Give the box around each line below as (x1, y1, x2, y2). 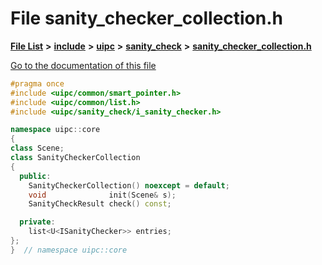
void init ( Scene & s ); (28, 190, 177, 200)
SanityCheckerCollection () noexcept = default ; (28, 180, 230, 191)
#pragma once (10, 78, 65, 89)
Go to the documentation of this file (10, 59, 157, 71)
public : (19, 171, 52, 181)
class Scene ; (10, 143, 65, 154)
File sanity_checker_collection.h (10, 7, 284, 30)
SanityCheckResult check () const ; (28, 199, 172, 209)
